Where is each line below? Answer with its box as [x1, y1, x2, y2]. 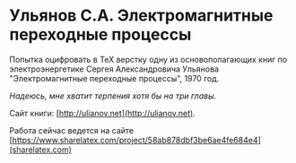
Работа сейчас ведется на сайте [9, 124, 135, 135]
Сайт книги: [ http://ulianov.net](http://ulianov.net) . [9, 107, 196, 118]
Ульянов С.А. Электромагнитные [9, 5, 274, 26]
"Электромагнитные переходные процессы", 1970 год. [9, 73, 220, 83]
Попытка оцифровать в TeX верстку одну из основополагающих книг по [9, 54, 288, 64]
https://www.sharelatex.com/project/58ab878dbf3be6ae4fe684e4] [12, 134, 262, 145]
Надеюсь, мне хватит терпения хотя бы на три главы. [9, 90, 217, 101]
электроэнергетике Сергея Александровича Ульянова [9, 64, 220, 74]
